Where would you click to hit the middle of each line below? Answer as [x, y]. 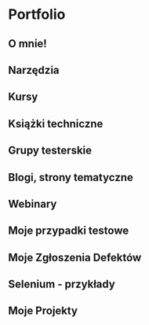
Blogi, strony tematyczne [71, 177]
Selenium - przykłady [62, 284]
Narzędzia [34, 70]
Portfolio [37, 15]
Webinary [33, 203]
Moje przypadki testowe [69, 231]
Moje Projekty [43, 311]
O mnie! [27, 44]
